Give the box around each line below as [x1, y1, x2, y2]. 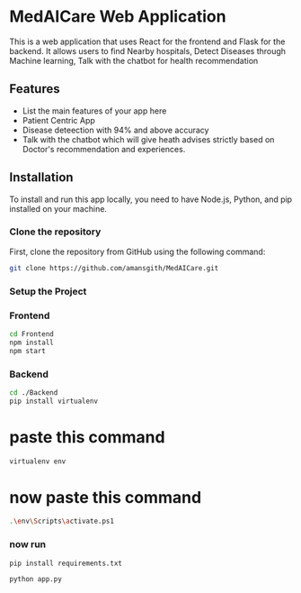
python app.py [9, 575, 63, 584]
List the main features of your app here [22, 105, 167, 116]
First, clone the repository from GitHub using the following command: [9, 246, 266, 257]
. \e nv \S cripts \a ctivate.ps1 [9, 516, 115, 526]
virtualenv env [9, 457, 66, 466]
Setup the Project [9, 285, 87, 297]
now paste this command [9, 487, 202, 507]
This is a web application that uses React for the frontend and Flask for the [9, 36, 286, 47]
